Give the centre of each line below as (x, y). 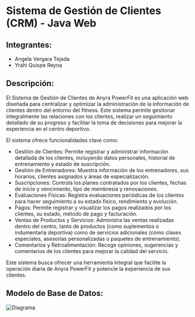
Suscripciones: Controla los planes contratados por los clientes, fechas (100, 182)
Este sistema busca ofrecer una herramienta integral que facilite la (86, 263)
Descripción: (30, 83)
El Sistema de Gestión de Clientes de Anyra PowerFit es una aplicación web (97, 97)
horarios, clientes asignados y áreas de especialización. (82, 176)
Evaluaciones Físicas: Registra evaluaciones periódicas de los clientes (99, 195)
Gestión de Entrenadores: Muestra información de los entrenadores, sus (102, 170)
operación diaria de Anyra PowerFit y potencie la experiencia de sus (88, 268)
